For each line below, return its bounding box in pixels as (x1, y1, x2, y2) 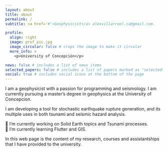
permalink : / (5, 16, 32, 21)
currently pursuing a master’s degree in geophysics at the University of (5, 91, 151, 97)
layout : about (5, 7, 35, 12)
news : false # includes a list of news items (5, 62, 101, 67)
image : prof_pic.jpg (9, 39, 52, 45)
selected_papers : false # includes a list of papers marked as (5, 67, 140, 72)
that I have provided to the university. (5, 141, 82, 147)
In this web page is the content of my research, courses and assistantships (5, 136, 159, 142)
